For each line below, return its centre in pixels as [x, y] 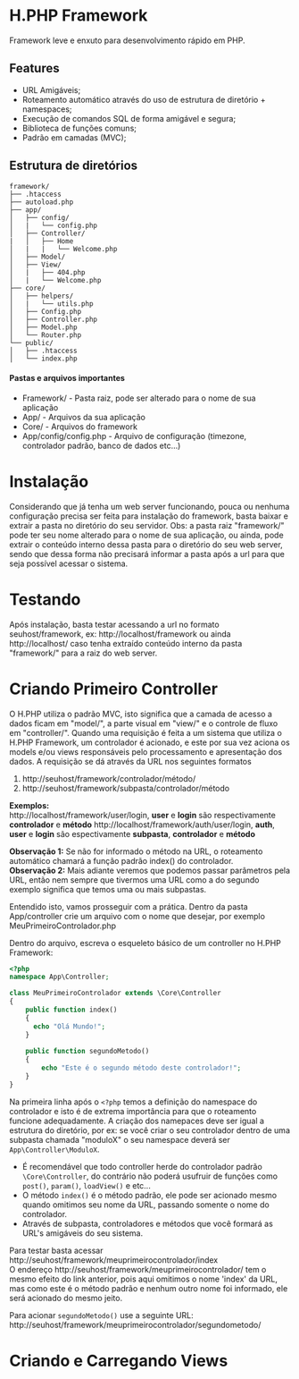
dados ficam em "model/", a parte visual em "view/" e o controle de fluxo [144, 723]
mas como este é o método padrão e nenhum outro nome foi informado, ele [149, 1288]
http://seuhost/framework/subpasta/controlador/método [126, 788]
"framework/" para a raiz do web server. [83, 653]
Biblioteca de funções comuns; [79, 128]
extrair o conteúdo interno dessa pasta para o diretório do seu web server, [146, 544]
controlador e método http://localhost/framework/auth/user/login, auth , [142, 825]
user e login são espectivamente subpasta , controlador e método [133, 833]
